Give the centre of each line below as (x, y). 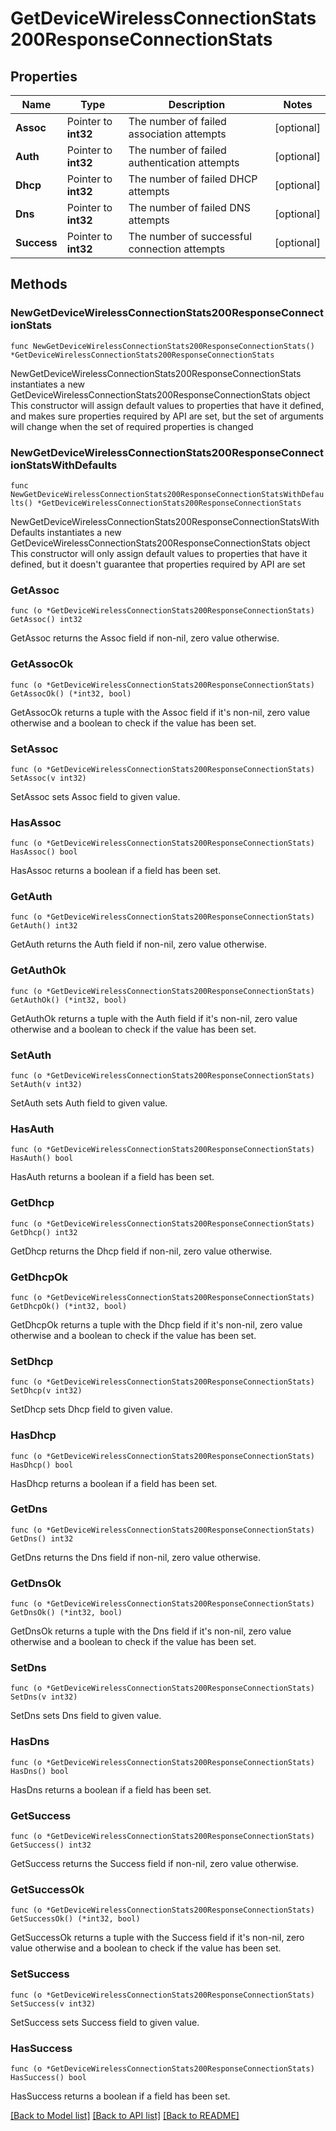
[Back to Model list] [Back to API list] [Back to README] (125, 2115)
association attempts (177, 134)
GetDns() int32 (42, 1538)
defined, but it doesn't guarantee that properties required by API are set (158, 564)
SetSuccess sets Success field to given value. (105, 2022)
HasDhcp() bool (42, 1465)
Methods (39, 284)
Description (197, 104)
